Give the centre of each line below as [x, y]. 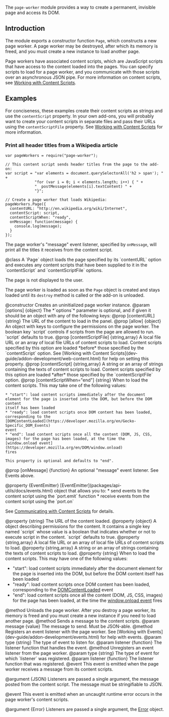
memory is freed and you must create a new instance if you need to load [81, 616]
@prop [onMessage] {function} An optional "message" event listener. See [82, 470]
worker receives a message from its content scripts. [59, 669]
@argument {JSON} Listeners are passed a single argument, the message [82, 679]
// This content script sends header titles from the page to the [76, 164]
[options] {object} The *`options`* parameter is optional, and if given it [78, 310]
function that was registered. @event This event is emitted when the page [82, 664]
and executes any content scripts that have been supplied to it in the [76, 265]
